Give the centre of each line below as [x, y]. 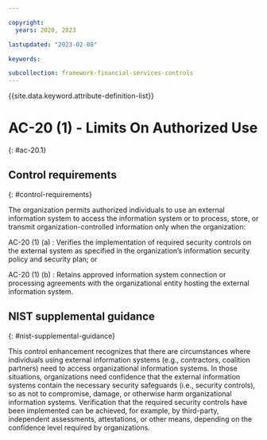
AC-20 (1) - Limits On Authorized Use [133, 128]
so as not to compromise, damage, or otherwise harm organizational [120, 393]
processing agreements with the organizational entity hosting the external [129, 283]
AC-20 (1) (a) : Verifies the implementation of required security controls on [130, 242]
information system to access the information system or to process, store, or [133, 218]
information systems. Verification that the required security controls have [128, 402]
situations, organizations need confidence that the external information [124, 376]
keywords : [25, 59]
